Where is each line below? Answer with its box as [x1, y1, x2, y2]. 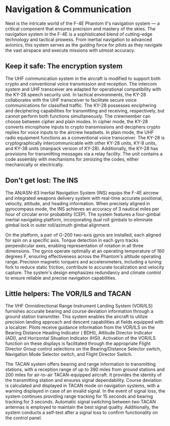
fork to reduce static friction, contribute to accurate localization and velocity [5, 264, 164, 270]
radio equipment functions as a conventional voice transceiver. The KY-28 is [5, 134, 165, 140]
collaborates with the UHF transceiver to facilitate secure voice [5, 97, 137, 103]
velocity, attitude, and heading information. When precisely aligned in [5, 200, 151, 206]
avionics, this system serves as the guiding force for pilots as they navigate [5, 42, 162, 48]
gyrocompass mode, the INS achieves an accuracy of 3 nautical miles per [5, 206, 160, 212]
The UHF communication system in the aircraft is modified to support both [5, 75, 161, 82]
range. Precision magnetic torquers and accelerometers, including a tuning [5, 258, 162, 264]
